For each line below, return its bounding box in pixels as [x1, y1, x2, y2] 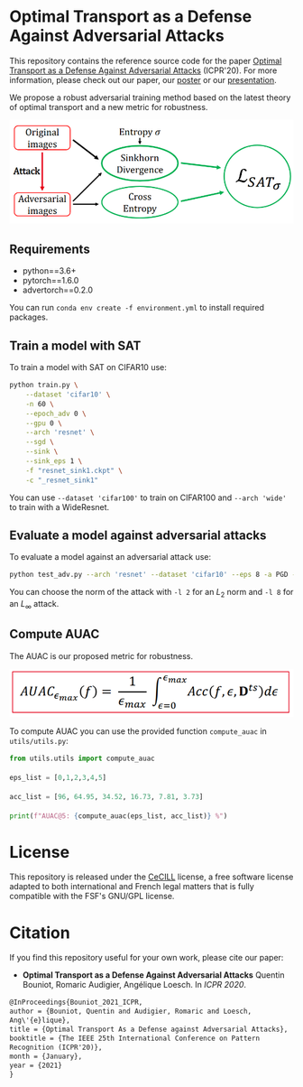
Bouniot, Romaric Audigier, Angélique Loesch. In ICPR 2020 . [22, 980, 246, 990]
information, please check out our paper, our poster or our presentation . [9, 74, 277, 85]
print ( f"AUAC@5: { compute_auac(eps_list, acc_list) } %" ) [9, 811, 228, 821]
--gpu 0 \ [25, 418, 63, 428]
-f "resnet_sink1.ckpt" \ [25, 466, 124, 475]
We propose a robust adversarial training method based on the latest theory [9, 92, 291, 103]
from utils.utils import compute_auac [9, 754, 155, 764]
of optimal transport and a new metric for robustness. [9, 101, 208, 112]
